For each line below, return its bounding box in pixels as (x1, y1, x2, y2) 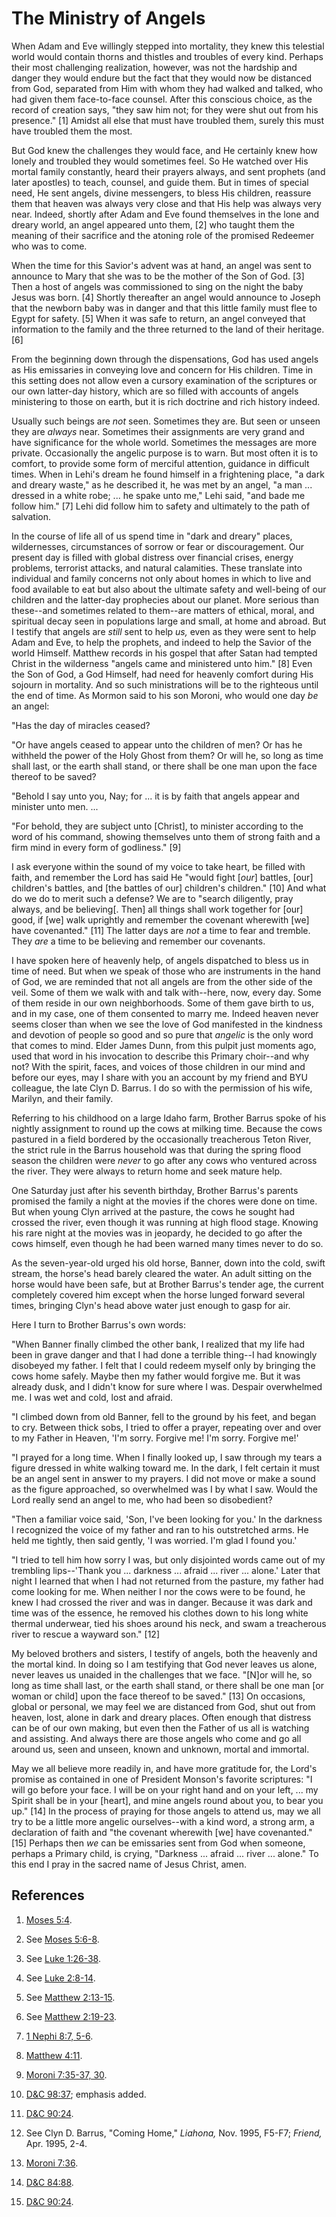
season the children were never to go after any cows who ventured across (11, 1154, 318, 1166)
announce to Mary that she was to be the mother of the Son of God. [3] (11, 270, 305, 282)
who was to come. (11, 240, 88, 252)
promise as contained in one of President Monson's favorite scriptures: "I (11, 1773, 313, 1785)
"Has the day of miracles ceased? (11, 719, 151, 731)
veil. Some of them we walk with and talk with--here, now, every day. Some (11, 986, 322, 998)
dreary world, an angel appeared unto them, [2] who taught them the (11, 218, 295, 231)
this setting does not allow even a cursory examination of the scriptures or (11, 374, 318, 386)
